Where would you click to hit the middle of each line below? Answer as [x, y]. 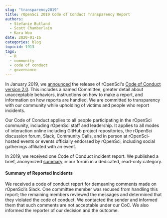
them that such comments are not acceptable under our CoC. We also [77, 205]
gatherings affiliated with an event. [41, 147]
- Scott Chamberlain [31, 28]
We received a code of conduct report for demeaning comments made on [81, 184]
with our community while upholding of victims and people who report [77, 105]
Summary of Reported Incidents [39, 173]
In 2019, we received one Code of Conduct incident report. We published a [82, 156]
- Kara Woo [21, 33]
